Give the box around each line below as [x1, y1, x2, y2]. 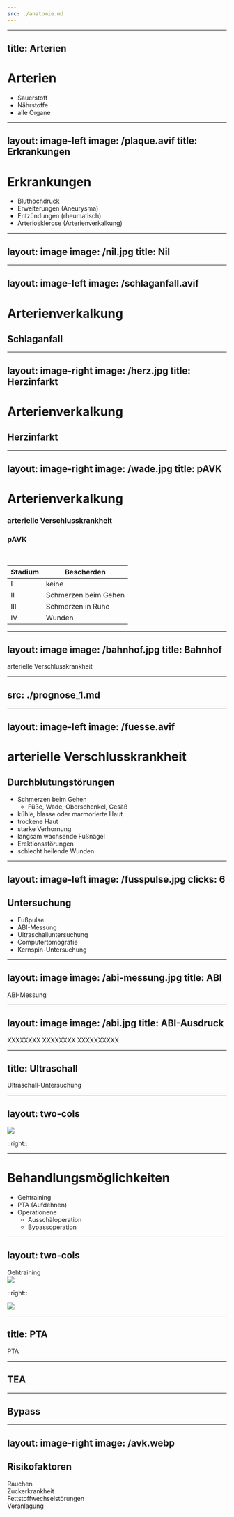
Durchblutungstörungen [7, 777, 115, 788]
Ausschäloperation [27, 1216, 82, 1224]
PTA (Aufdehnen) [17, 1200, 68, 1210]
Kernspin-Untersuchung [17, 945, 87, 954]
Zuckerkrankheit [7, 1486, 54, 1495]
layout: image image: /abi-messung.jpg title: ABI [7, 972, 222, 984]
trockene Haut [17, 817, 58, 825]
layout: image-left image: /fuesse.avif [7, 721, 175, 733]
